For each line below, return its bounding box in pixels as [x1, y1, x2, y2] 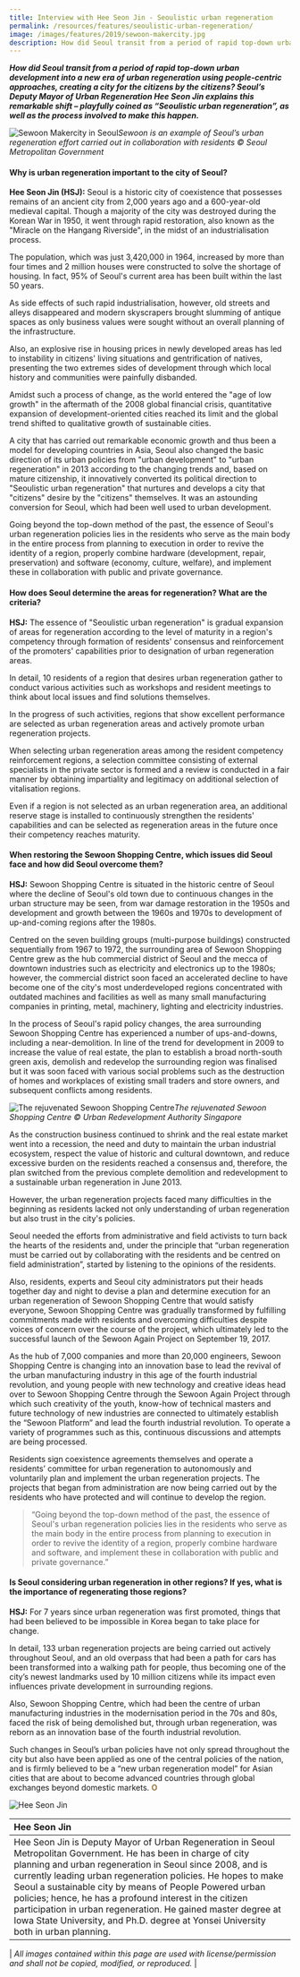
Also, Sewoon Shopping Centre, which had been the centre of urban [9, 1699, 261, 1709]
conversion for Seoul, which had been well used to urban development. [9, 502, 272, 513]
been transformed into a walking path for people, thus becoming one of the [9, 1662, 287, 1673]
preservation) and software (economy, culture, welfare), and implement [9, 557, 272, 569]
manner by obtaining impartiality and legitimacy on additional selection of [9, 774, 279, 784]
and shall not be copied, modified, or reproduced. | [9, 1958, 197, 1969]
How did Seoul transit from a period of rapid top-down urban [9, 63, 239, 73]
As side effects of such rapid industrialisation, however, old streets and [9, 297, 271, 309]
